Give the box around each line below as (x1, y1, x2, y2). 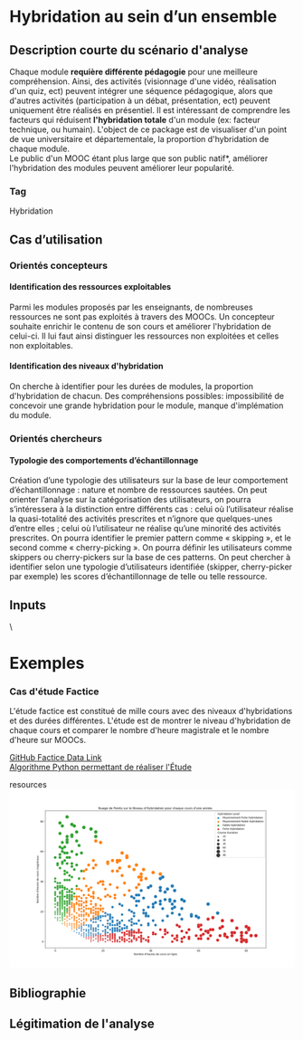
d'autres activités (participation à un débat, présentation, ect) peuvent (9, 95, 270, 106)
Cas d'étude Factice (9, 685, 99, 698)
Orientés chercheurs (9, 432, 102, 444)
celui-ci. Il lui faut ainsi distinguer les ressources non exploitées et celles (9, 330, 279, 341)
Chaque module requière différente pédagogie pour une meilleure (9, 66, 258, 77)
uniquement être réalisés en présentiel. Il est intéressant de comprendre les (9, 105, 291, 115)
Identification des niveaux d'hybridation (9, 360, 165, 372)
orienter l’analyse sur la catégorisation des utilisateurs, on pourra (9, 494, 251, 505)
